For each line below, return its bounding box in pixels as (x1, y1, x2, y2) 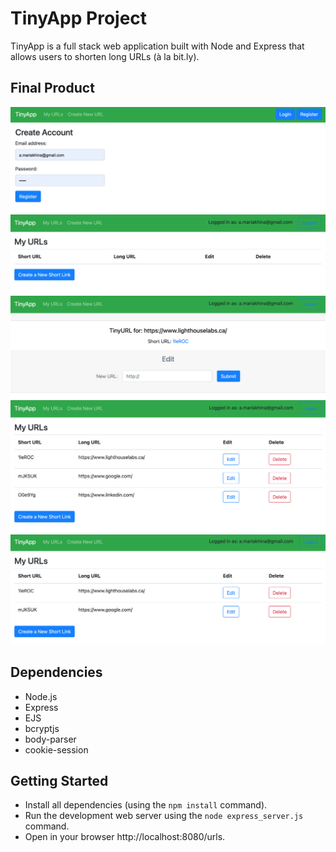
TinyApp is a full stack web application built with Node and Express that (10, 40, 305, 52)
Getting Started (10, 772, 109, 789)
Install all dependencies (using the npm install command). (24, 799, 268, 811)
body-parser (24, 733, 77, 745)
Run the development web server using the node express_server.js (24, 810, 304, 822)
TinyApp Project (10, 7, 148, 30)
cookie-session (24, 743, 89, 756)
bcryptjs (24, 722, 60, 734)
